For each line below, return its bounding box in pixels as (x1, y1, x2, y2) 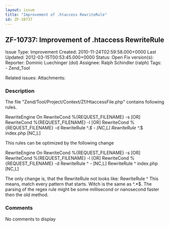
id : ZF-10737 (5, 17, 33, 22)
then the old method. (5, 192, 49, 198)
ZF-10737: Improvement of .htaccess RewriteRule (5, 35, 164, 44)
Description (5, 87, 35, 95)
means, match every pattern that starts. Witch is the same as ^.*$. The (5, 181, 152, 187)
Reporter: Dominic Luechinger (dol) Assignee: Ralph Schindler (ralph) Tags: (5, 60, 162, 66)
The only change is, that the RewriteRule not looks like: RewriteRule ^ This (5, 175, 159, 182)
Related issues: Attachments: (5, 75, 66, 81)
